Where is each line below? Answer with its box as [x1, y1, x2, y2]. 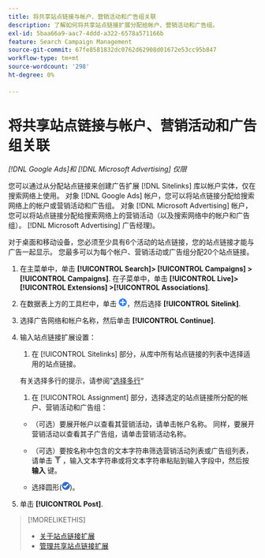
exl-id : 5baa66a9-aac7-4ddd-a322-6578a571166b [8, 29, 164, 37]
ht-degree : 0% [8, 71, 55, 79]
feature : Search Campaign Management [8, 38, 132, 46]
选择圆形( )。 [31, 482, 80, 492]
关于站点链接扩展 [39, 531, 95, 541]
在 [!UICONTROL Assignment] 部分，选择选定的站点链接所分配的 [31, 392, 241, 402]
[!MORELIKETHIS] [27, 515, 86, 524]
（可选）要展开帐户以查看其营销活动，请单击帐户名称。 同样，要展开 [31, 419, 255, 429]
